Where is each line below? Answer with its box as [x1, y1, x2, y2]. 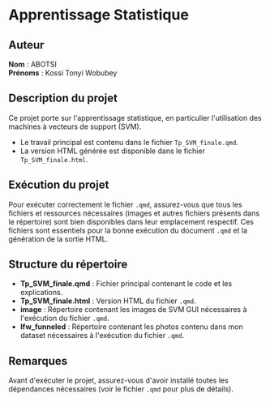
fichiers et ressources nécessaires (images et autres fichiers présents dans [8, 208, 260, 218]
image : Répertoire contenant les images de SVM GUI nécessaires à [19, 305, 247, 314]
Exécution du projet [8, 178, 109, 192]
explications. [19, 288, 63, 297]
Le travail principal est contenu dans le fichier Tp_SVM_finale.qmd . [19, 137, 239, 147]
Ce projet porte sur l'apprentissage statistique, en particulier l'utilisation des [8, 113, 262, 122]
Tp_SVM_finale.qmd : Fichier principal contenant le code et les [19, 279, 233, 289]
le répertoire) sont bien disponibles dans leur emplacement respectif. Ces [8, 216, 254, 226]
